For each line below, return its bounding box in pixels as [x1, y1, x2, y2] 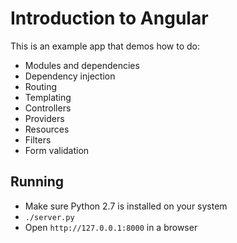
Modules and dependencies [24, 59, 140, 71]
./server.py [24, 212, 75, 222]
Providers [24, 112, 65, 124]
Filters [24, 133, 52, 146]
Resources [24, 123, 70, 135]
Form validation [24, 144, 90, 156]
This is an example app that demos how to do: [10, 40, 200, 52]
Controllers [24, 102, 72, 114]
